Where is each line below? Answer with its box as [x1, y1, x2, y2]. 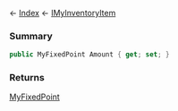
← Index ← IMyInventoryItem [9, 8, 116, 18]
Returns [9, 72, 45, 84]
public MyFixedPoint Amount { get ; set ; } [9, 50, 170, 59]
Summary [9, 30, 54, 42]
